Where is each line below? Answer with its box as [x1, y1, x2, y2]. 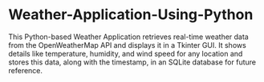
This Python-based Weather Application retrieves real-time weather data [8, 32, 249, 41]
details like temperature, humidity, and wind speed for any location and [8, 49, 243, 58]
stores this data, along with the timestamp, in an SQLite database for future [8, 57, 257, 67]
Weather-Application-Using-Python [8, 6, 254, 24]
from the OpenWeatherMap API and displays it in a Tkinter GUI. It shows [8, 40, 246, 49]
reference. [8, 65, 43, 75]
